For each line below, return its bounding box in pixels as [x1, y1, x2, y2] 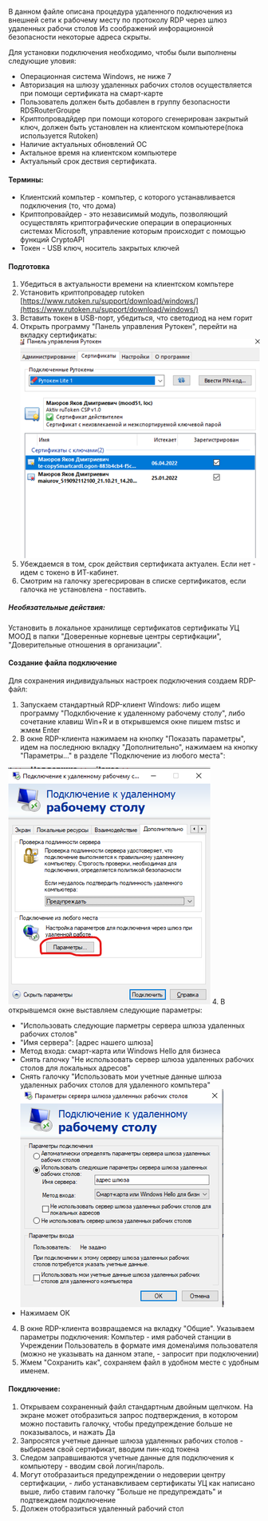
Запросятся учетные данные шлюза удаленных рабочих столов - [19, 1436, 243, 1445]
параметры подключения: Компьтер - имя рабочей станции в [19, 1332, 231, 1341]
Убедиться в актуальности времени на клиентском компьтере [19, 279, 234, 289]
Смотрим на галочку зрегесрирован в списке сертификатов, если [19, 576, 246, 585]
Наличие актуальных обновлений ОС [19, 140, 148, 149]
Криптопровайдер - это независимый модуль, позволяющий [19, 209, 228, 219]
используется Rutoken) [19, 131, 99, 141]
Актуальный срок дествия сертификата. [19, 156, 157, 166]
